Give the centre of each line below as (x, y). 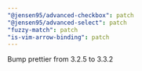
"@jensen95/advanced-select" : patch (67, 23)
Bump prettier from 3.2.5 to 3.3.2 (60, 59)
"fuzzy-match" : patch (43, 30)
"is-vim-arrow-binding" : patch (58, 37)
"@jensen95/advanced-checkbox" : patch (71, 15)
